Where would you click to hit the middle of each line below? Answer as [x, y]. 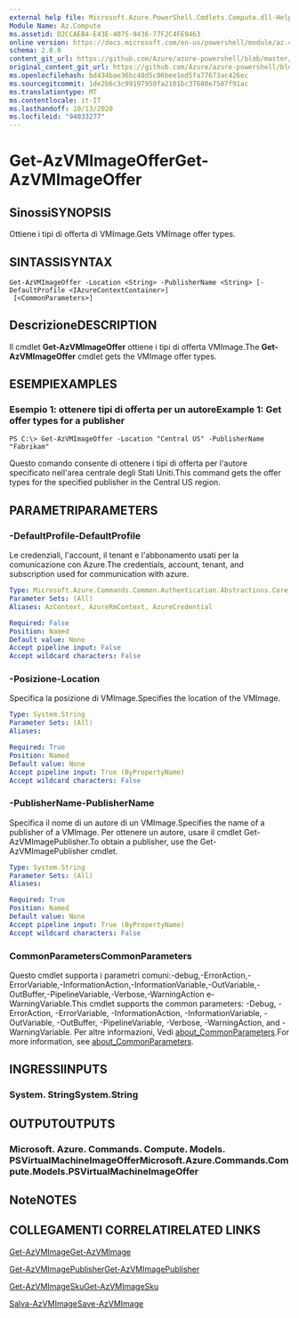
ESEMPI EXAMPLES [63, 384]
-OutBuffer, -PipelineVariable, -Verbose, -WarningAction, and [168, 1023]
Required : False [39, 623]
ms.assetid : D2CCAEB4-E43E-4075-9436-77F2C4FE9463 [105, 34]
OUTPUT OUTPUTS [62, 1123]
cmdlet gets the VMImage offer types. [147, 356]
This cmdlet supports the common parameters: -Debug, [174, 1004]
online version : [39, 42]
